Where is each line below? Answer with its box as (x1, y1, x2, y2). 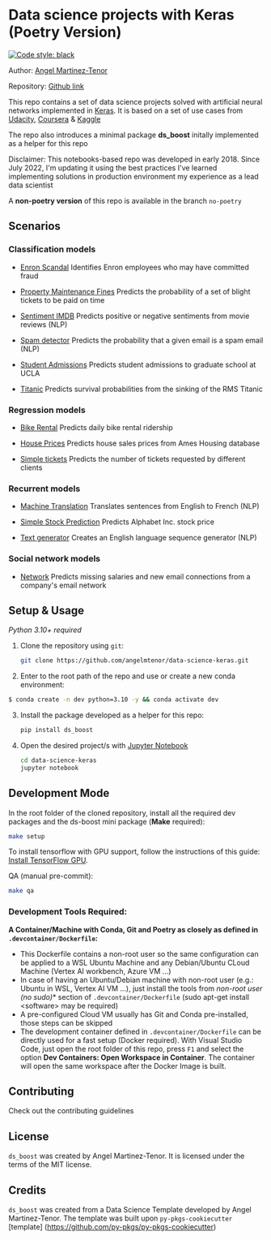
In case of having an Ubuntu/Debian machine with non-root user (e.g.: (19, 975, 254, 984)
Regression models (8, 404, 87, 415)
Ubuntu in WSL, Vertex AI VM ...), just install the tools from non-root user (19, 984, 263, 993)
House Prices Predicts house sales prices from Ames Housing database (19, 438, 260, 448)
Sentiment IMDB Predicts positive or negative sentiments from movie (19, 311, 250, 321)
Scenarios (8, 219, 61, 233)
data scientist (8, 180, 54, 190)
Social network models (8, 553, 101, 565)
